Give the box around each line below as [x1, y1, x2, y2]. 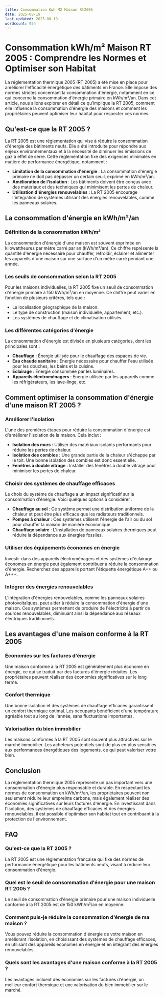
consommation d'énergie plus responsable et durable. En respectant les [5, 785, 150, 790]
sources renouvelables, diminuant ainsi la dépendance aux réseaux [5, 610, 141, 616]
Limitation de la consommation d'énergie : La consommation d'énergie [12, 168, 158, 174]
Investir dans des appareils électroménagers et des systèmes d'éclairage [5, 555, 153, 561]
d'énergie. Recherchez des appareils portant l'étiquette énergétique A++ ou [5, 566, 158, 572]
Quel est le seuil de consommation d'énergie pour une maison [5, 879, 155, 886]
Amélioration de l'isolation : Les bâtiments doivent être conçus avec [12, 179, 151, 184]
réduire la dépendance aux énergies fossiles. [12, 532, 103, 538]
